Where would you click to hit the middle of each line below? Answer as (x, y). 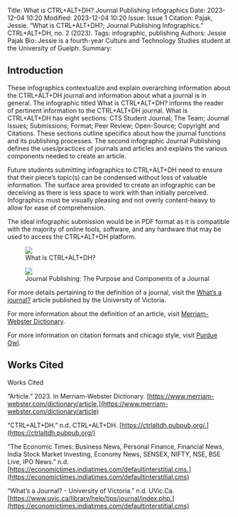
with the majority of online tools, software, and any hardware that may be (114, 229)
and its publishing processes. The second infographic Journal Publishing (114, 140)
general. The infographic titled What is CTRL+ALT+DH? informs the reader (115, 103)
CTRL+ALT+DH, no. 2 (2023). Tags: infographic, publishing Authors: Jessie (117, 33)
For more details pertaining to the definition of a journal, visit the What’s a (115, 292)
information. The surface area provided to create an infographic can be (112, 185)
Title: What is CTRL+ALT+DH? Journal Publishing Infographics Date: (107, 10)
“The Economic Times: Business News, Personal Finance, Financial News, (116, 446)
